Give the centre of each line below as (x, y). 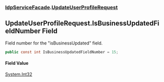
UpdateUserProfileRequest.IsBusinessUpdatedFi (82, 23)
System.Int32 (19, 74)
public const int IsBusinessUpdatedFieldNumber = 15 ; (62, 52)
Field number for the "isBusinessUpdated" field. (54, 43)
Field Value (17, 63)
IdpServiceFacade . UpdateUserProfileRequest (61, 7)
